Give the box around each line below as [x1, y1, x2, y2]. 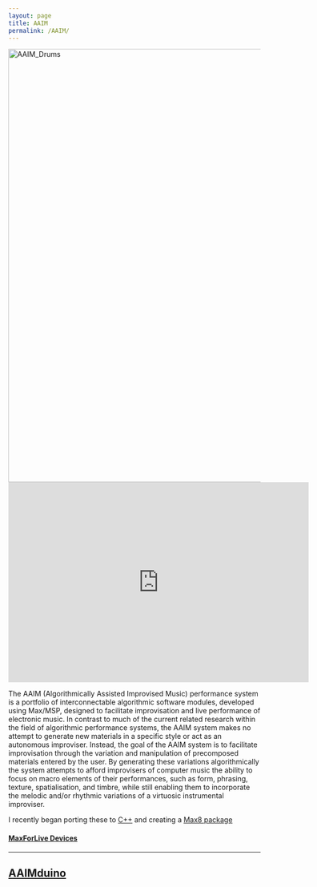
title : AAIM [8, 19, 48, 27]
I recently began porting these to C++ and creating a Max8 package [8, 815, 233, 825]
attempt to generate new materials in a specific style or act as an [8, 732, 223, 741]
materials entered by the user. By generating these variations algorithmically [8, 757, 260, 767]
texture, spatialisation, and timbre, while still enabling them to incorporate [8, 782, 251, 793]
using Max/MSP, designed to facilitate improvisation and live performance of [8, 706, 261, 716]
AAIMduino [8, 866, 66, 880]
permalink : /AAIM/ [8, 26, 70, 34]
